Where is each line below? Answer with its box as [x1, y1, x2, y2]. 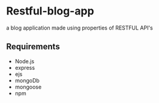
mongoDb [14, 76, 40, 84]
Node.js [14, 57, 35, 64]
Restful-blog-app [6, 4, 94, 18]
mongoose [14, 83, 42, 90]
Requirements [6, 42, 60, 52]
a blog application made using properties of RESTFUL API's [6, 24, 153, 31]
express [14, 64, 35, 71]
